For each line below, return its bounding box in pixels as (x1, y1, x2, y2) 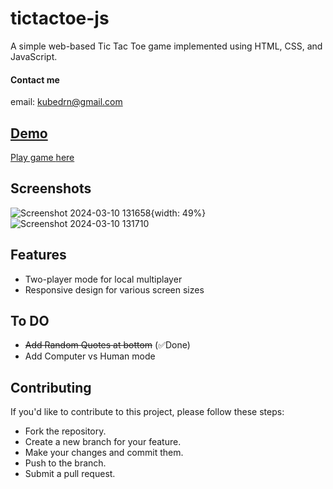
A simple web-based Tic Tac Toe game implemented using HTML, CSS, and (10, 40, 323, 52)
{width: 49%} (150, 207, 207, 219)
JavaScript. (10, 50, 58, 62)
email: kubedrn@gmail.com (10, 96, 123, 108)
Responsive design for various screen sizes (24, 283, 205, 296)
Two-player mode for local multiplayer (24, 273, 183, 285)
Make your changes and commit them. (24, 447, 184, 459)
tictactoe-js (10, 7, 110, 30)
